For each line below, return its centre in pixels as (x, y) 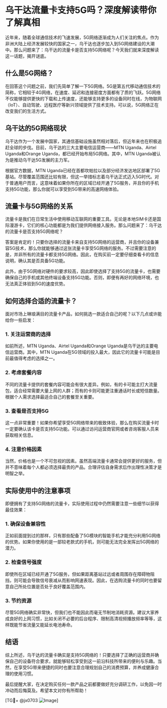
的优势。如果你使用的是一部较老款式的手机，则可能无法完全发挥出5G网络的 (82, 542)
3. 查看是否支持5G (27, 411)
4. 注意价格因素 (24, 449)
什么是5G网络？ (29, 73)
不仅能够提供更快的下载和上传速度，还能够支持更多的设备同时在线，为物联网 (83, 99)
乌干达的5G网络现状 (36, 128)
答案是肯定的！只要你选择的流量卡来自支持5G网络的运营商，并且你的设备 (80, 242)
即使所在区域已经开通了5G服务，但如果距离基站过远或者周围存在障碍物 (78, 574)
